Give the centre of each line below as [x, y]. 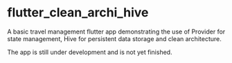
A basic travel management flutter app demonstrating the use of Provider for [116, 32]
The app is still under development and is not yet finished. [90, 52]
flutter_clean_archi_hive [78, 13]
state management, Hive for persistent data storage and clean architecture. [114, 38]
